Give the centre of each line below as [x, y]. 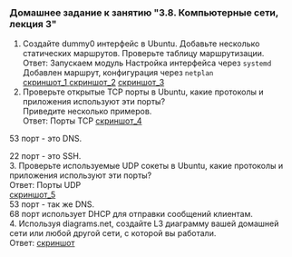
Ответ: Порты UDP [45, 185]
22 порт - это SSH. [45, 156]
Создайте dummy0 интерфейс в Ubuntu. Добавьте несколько [141, 44]
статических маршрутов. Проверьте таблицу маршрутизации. [143, 54]
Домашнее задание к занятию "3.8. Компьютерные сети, [144, 13]
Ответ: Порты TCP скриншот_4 [82, 121]
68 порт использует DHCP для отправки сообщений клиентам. [131, 214]
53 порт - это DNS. [46, 139]
